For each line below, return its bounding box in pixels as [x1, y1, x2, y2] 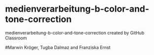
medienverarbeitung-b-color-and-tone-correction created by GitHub [5, 30, 145, 36]
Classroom [5, 35, 27, 41]
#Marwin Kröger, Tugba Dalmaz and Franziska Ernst [5, 44, 111, 50]
